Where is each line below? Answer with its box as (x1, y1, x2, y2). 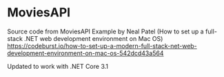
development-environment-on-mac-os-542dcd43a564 (7, 49, 164, 57)
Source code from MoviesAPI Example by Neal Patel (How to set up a (7, 27, 205, 35)
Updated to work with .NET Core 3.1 (7, 62, 109, 70)
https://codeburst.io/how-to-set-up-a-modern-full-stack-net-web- (7, 42, 198, 50)
